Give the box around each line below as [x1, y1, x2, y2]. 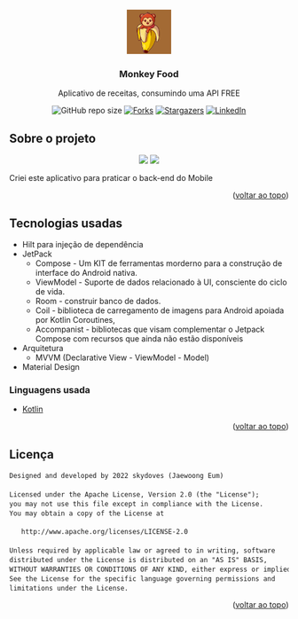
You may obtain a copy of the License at [9, 509, 165, 518]
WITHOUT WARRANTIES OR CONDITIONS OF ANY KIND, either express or [9, 565, 260, 574]
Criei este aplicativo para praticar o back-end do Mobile [9, 173, 214, 184]
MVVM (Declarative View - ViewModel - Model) [35, 352, 210, 363]
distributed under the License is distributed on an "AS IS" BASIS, [9, 555, 268, 564]
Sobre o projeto [9, 130, 96, 145]
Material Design [21, 361, 80, 372]
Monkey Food [119, 67, 179, 80]
